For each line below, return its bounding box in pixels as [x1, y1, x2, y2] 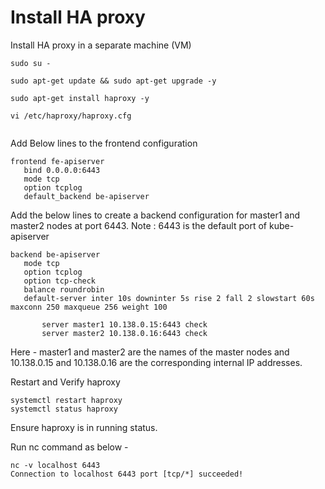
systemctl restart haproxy [10, 395, 123, 405]
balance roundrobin [23, 284, 105, 295]
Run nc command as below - [10, 441, 129, 453]
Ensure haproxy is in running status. [10, 421, 158, 433]
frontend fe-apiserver [10, 156, 105, 166]
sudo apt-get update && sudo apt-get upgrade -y [10, 76, 217, 86]
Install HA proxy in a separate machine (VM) [10, 39, 192, 51]
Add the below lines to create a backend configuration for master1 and [10, 209, 301, 221]
